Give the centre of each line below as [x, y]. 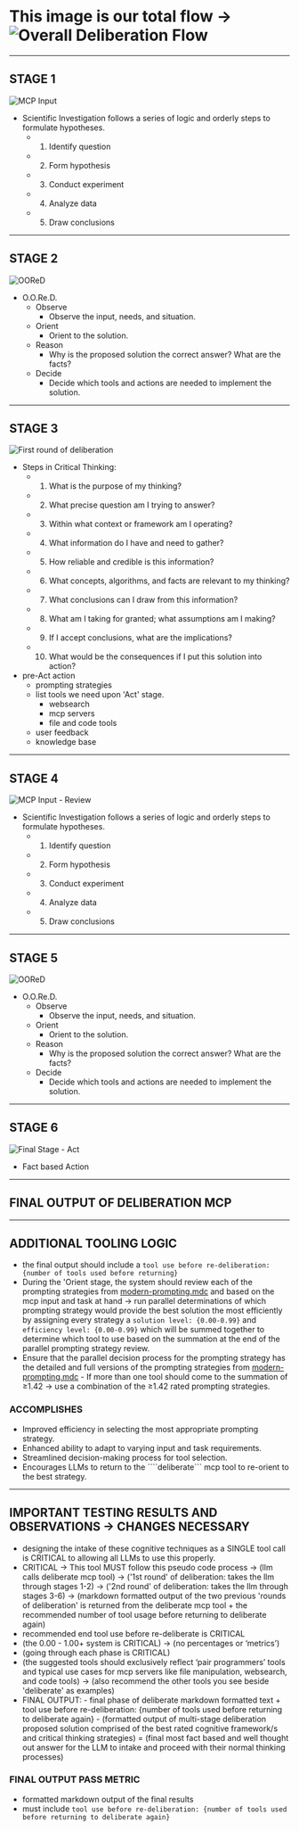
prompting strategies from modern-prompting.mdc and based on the [148, 1291]
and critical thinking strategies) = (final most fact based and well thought [155, 1737]
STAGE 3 [34, 429]
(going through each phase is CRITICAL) [96, 1653]
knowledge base [66, 742]
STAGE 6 [34, 1128]
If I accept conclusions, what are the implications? [141, 638]
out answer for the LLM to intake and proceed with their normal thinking [154, 1747]
